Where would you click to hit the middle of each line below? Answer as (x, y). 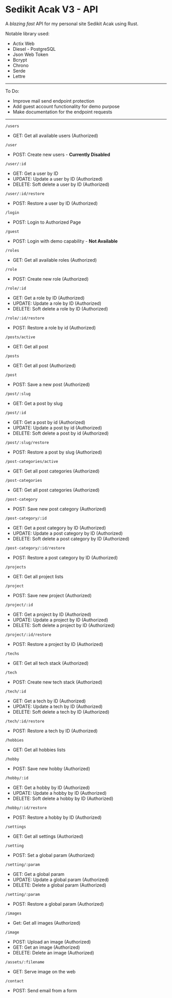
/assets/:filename (25, 962)
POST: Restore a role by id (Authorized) (54, 327)
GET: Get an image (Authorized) (46, 947)
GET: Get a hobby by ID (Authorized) (51, 787)
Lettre (19, 76)
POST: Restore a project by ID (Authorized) (58, 644)
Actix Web (24, 43)
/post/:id (16, 413)
